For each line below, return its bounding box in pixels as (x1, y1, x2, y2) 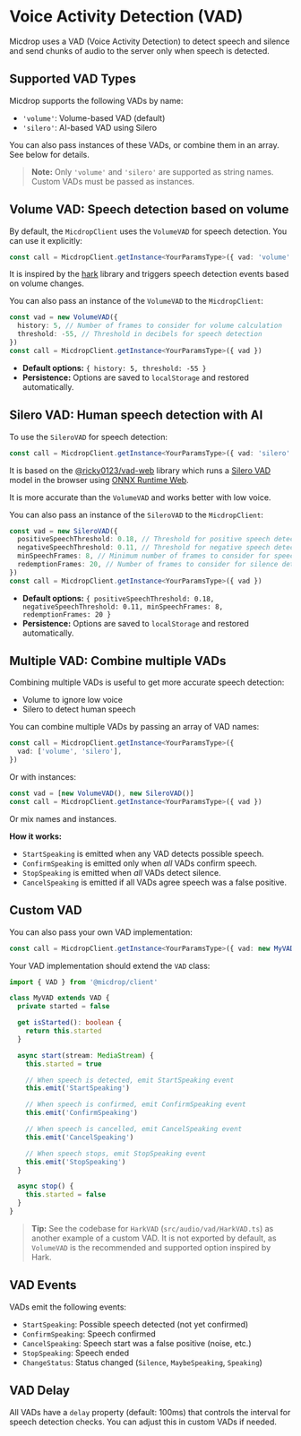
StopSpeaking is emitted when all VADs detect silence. (21, 867, 221, 878)
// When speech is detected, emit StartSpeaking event (25, 1076, 235, 1085)
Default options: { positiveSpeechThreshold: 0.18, (21, 593, 215, 603)
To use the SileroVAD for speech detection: (9, 431, 168, 442)
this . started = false (25, 1190, 106, 1199)
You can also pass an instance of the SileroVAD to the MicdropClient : (9, 509, 264, 520)
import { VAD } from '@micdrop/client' (9, 977, 159, 987)
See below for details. (9, 149, 90, 160)
